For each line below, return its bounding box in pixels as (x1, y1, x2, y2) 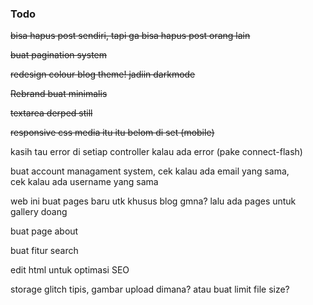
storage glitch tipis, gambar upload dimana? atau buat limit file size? (10, 283, 290, 296)
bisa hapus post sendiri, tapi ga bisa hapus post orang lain (10, 30, 251, 42)
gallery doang (10, 206, 68, 218)
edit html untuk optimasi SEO (10, 264, 130, 276)
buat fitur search (10, 245, 79, 257)
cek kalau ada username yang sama (10, 176, 159, 188)
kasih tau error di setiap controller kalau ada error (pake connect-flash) (10, 146, 303, 158)
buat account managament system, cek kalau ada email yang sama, (10, 165, 290, 177)
